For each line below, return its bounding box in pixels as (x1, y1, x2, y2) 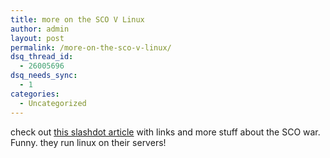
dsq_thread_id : (10, 52, 74, 62)
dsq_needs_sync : (10, 71, 78, 81)
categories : (10, 89, 60, 99)
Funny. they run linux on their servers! (10, 136, 167, 148)
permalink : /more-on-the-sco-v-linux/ (10, 42, 172, 53)
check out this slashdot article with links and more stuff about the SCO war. (10, 126, 321, 138)
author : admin (10, 24, 70, 34)
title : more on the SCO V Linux (10, 14, 145, 25)
